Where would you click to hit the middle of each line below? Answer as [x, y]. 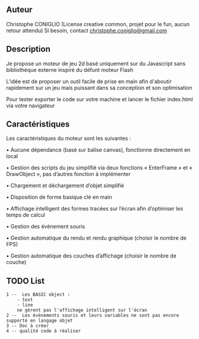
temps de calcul [26, 215]
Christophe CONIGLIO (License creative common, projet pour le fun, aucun [98, 24]
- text [25, 300]
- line [25, 305]
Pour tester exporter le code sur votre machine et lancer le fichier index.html [99, 99]
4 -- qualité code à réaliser [44, 331]
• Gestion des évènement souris [45, 227]
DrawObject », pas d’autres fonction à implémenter [68, 174]
